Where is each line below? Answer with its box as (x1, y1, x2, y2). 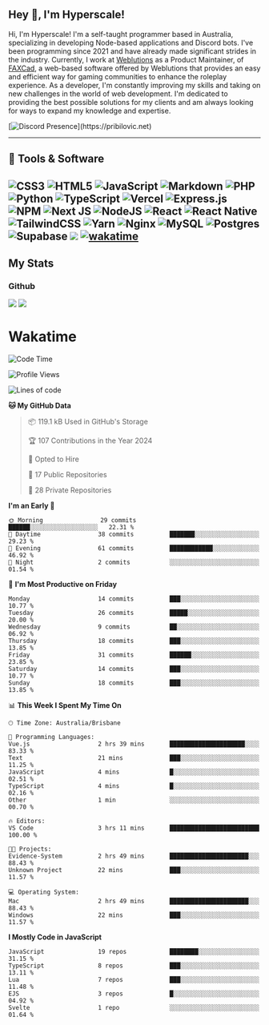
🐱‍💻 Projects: (8, 846, 52, 854)
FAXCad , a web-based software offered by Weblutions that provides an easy (8, 63, 261, 73)
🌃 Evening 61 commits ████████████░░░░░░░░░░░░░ (8, 545, 260, 553)
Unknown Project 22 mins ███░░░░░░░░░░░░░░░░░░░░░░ (8, 866, 260, 874)
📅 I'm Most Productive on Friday (8, 580, 118, 589)
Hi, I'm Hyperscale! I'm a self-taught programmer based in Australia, (8, 29, 234, 38)
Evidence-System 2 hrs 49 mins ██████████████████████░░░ (8, 852, 260, 861)
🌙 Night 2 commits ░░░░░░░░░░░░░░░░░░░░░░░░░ (8, 558, 260, 567)
